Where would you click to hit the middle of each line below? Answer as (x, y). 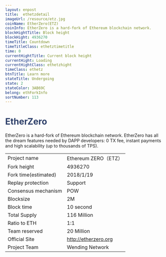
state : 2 (14, 83)
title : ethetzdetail (28, 14)
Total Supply (22, 215)
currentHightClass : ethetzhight (38, 65)
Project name (23, 158)
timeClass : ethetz (24, 70)
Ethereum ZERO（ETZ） (95, 158)
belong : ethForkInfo (27, 93)
